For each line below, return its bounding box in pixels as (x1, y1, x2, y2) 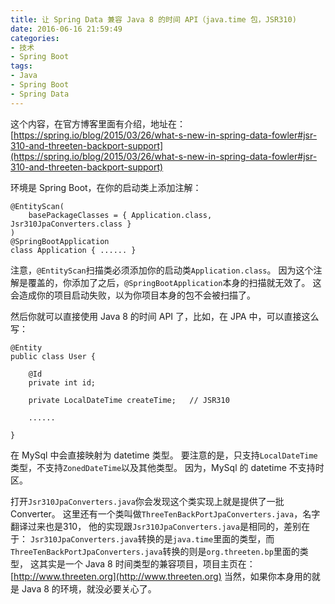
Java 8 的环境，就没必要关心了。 (21, 582, 157, 595)
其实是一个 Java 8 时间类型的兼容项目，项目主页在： (38, 557, 256, 570)
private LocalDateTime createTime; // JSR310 (28, 395, 230, 405)
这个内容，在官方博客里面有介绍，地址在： (10, 117, 186, 130)
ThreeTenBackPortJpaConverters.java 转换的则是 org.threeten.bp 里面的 (10, 545, 300, 557)
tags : (10, 61, 33, 71)
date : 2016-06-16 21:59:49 (10, 24, 123, 34)
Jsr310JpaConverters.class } (10, 219, 132, 229)
